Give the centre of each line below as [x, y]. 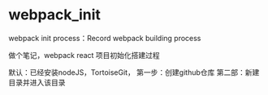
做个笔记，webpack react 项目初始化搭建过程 [84, 55]
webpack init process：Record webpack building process [105, 38]
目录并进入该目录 [37, 82]
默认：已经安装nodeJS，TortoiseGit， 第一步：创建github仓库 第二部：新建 [134, 72]
